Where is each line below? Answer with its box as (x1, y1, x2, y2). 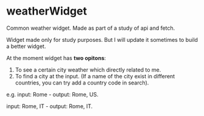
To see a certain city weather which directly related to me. (15, 66, 161, 73)
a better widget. (6, 43, 46, 50)
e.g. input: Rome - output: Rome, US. (6, 90, 99, 98)
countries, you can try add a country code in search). (15, 79, 149, 86)
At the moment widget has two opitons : (6, 54, 107, 61)
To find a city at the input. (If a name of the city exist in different (15, 72, 175, 80)
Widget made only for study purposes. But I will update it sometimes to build (6, 36, 198, 43)
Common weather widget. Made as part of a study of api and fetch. (6, 24, 175, 32)
